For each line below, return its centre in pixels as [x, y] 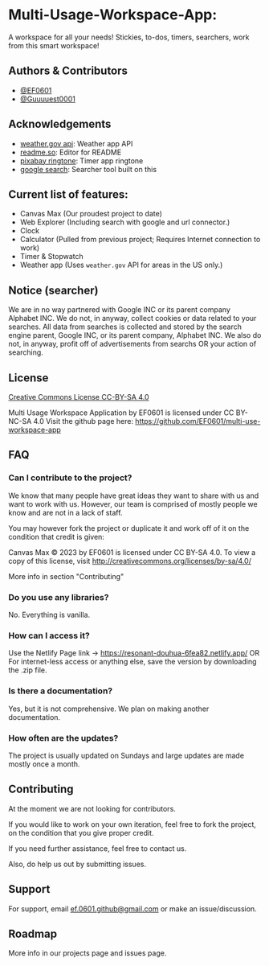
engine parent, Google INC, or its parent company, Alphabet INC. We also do [135, 335]
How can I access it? [49, 635]
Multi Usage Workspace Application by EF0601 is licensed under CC [121, 413]
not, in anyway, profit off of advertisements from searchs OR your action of [132, 344]
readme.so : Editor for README [71, 152]
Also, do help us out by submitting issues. [77, 864]
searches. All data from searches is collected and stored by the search [125, 327]
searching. [26, 352]
